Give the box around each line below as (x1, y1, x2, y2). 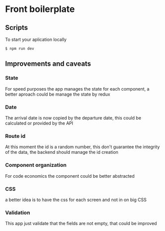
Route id (5, 132, 26, 139)
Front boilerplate (5, 3, 75, 15)
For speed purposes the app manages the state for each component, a (5, 86, 150, 92)
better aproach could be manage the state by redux (5, 91, 110, 97)
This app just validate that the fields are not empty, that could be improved (5, 221, 157, 227)
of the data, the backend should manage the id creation (5, 149, 119, 155)
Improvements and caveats (5, 60, 91, 68)
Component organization (5, 162, 67, 169)
